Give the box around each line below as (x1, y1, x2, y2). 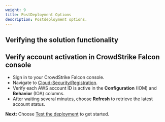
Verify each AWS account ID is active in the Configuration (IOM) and (12, 85, 157, 91)
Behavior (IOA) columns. (12, 90, 65, 96)
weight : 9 (5, 7, 26, 13)
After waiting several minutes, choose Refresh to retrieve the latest (12, 96, 153, 102)
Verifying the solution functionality (5, 35, 118, 44)
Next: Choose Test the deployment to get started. (5, 111, 110, 117)
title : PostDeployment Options (5, 12, 72, 17)
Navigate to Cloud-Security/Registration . (12, 79, 98, 86)
